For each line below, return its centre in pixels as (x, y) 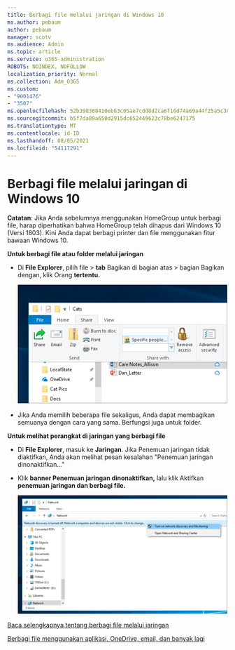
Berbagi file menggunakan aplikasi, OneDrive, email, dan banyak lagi (106, 638)
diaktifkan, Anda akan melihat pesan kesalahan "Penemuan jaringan (115, 457)
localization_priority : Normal (53, 74)
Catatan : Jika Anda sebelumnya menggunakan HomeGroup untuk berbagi (114, 218)
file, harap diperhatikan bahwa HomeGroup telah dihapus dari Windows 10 (114, 225)
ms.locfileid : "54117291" (45, 148)
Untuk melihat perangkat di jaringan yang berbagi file (86, 436)
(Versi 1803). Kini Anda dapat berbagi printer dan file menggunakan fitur (111, 233)
